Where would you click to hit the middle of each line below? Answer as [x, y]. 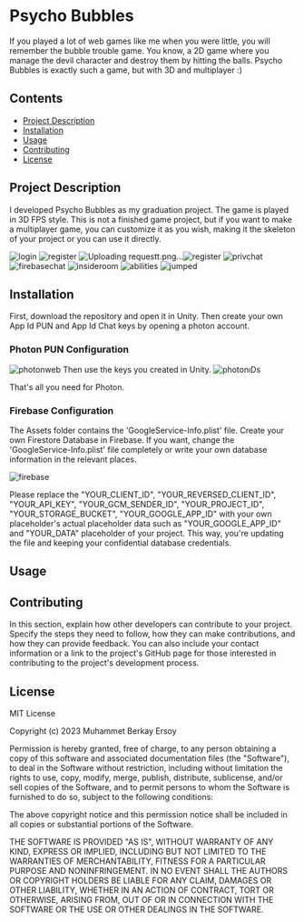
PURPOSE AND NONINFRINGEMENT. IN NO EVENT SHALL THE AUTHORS [149, 870]
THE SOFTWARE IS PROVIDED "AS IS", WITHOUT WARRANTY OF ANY [142, 841]
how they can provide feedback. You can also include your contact [134, 644]
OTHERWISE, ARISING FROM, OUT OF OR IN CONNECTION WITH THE [142, 899]
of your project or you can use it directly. [85, 238]
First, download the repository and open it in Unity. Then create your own [147, 316]
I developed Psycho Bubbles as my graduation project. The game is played [149, 209]
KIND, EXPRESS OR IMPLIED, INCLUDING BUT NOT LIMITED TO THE [138, 851]
